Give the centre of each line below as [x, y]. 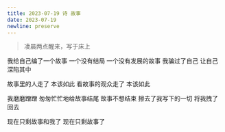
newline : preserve [33, 26]
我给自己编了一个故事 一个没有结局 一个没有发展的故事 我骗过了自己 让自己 [113, 61]
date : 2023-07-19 [32, 20]
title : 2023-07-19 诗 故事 [44, 13]
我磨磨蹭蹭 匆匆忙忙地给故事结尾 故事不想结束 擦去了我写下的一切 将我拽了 [113, 98]
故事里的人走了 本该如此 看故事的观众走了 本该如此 [79, 84]
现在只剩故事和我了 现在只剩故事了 [56, 122]
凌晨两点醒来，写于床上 [57, 47]
